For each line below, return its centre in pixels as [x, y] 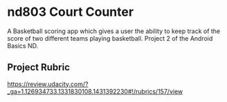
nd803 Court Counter [70, 12]
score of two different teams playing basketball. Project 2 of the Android [110, 38]
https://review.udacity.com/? [48, 84]
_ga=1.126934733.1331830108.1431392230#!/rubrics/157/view [95, 91]
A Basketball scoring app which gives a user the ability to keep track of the [114, 31]
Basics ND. [23, 45]
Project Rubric [39, 67]
